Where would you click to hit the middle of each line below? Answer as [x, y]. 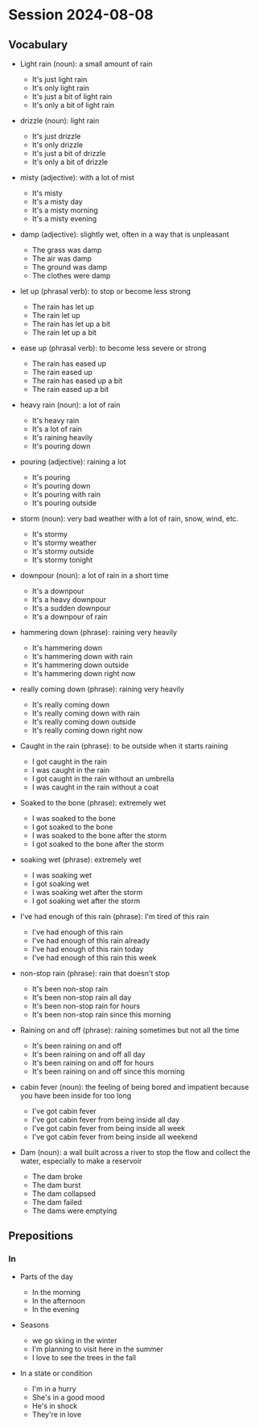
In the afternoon [59, 1301]
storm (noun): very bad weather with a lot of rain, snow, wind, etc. [129, 518]
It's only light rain [61, 88]
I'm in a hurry [54, 1388]
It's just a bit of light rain [72, 97]
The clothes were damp [71, 276]
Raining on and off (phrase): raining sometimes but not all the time [129, 1030]
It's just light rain [60, 79]
